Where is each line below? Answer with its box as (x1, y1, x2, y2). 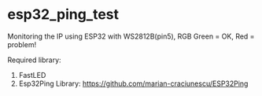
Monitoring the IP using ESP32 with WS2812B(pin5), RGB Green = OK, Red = (7, 31, 255, 41)
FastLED (18, 70, 46, 79)
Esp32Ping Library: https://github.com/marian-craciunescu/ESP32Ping (18, 79, 249, 88)
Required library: (7, 55, 61, 65)
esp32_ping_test (7, 6, 120, 24)
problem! (7, 39, 37, 49)
